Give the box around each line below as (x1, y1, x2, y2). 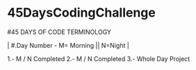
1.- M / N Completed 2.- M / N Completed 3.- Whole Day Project (7, 54, 190, 63)
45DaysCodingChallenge (7, 5, 156, 21)
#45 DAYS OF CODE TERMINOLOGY (7, 28, 112, 36)
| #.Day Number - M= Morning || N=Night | (7, 41, 130, 49)
